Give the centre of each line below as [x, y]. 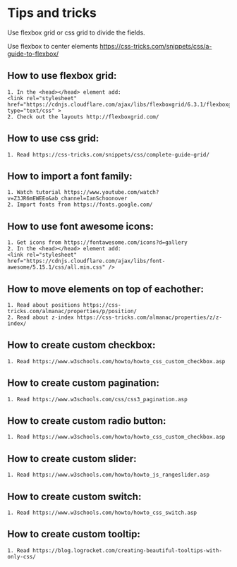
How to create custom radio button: [87, 421]
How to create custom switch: [74, 496]
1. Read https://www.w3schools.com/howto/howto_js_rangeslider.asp [109, 475]
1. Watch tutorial [34, 193]
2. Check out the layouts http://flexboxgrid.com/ [83, 117]
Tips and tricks [52, 13]
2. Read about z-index [41, 317]
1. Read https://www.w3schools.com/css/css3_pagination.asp [98, 399]
